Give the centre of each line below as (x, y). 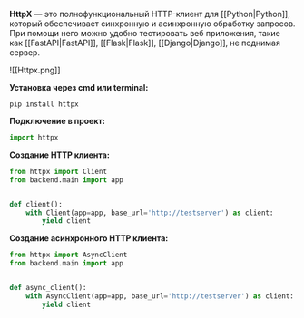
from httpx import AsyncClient (69, 255)
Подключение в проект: (58, 121)
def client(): (36, 204)
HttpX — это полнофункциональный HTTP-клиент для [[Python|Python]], (150, 14)
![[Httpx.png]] (35, 70)
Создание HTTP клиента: (60, 155)
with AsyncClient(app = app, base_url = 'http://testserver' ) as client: (160, 296)
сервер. (25, 53)
